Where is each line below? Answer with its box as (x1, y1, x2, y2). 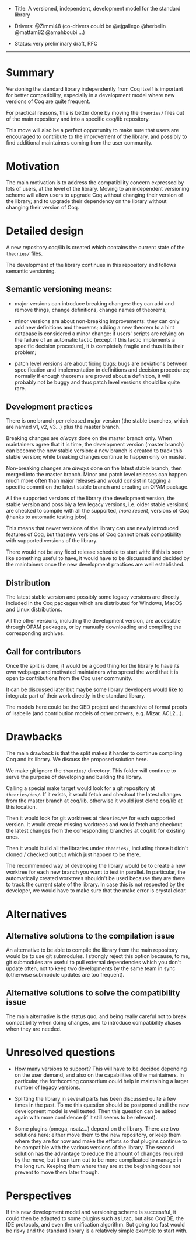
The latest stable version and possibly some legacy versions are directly (6, 593, 180, 600)
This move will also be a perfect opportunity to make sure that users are (6, 126, 179, 133)
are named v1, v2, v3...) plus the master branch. (6, 424, 121, 431)
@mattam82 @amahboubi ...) (14, 29, 86, 36)
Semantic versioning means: (6, 284, 113, 294)
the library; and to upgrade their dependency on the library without (6, 197, 167, 204)
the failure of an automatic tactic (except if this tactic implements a (14, 336, 175, 343)
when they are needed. (6, 1025, 62, 1032)
